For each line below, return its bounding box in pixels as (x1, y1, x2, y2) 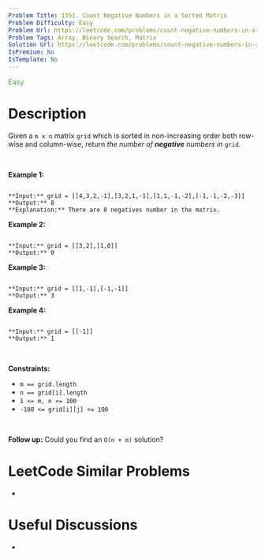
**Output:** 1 (8, 335, 55, 342)
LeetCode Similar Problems (8, 462, 191, 480)
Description (8, 105, 87, 123)
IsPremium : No (8, 48, 55, 56)
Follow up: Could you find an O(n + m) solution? (8, 435, 164, 444)
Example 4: (8, 305, 46, 315)
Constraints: (8, 364, 50, 373)
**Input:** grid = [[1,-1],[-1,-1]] (8, 285, 129, 293)
